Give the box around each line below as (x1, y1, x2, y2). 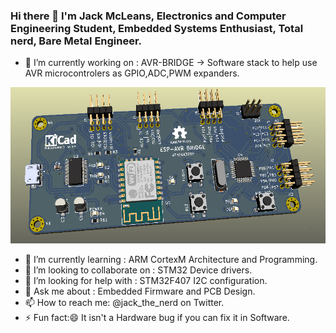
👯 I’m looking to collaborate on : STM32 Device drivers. (24, 264, 253, 276)
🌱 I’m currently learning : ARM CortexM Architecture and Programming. (24, 254, 318, 266)
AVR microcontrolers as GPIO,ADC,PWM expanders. (24, 67, 240, 79)
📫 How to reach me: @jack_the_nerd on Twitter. (24, 297, 225, 309)
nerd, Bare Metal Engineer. (10, 34, 143, 48)
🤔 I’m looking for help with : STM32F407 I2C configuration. (24, 275, 268, 287)
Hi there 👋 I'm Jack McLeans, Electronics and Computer (10, 9, 287, 23)
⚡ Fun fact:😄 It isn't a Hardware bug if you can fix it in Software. (24, 312, 290, 324)
